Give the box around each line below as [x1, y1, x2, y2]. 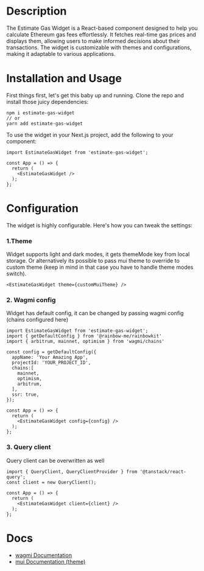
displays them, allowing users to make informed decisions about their [6, 37, 181, 44]
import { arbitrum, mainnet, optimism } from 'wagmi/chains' [6, 339, 165, 345]
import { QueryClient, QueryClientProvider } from [6, 468, 138, 475]
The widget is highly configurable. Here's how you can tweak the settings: [6, 221, 193, 229]
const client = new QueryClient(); [6, 479, 97, 485]
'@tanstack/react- [139, 468, 187, 475]
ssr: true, [12, 392, 40, 398]
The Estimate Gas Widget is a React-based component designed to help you [6, 24, 198, 32]
